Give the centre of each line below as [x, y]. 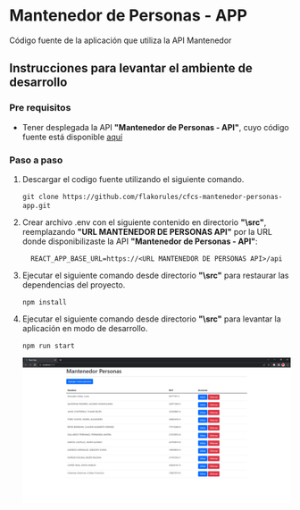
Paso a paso [36, 160]
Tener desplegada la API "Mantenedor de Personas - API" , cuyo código [155, 127]
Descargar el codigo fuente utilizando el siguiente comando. [133, 179]
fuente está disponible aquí [72, 137]
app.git [36, 205]
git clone [41, 196]
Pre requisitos [40, 108]
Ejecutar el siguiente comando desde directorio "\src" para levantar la [151, 319]
